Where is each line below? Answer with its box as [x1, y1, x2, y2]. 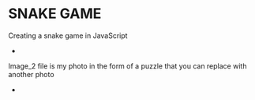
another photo [8, 69, 54, 79]
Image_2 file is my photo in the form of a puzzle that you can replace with [8, 61, 247, 71]
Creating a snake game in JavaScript [8, 31, 128, 40]
